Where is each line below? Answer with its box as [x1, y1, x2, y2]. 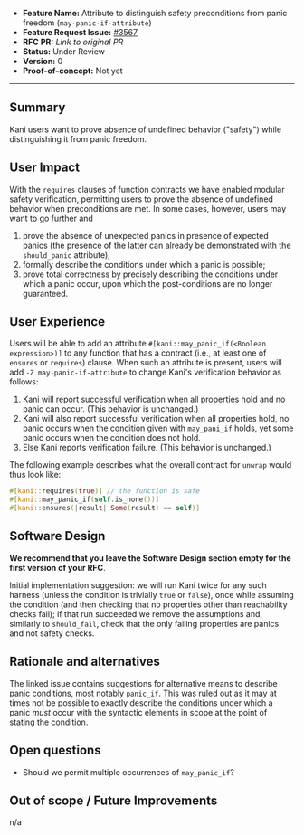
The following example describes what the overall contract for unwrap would [9, 460, 292, 470]
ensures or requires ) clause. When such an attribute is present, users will [9, 357, 282, 368]
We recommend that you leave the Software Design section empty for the [9, 552, 291, 564]
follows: [9, 376, 39, 387]
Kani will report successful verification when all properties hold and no [22, 394, 286, 405]
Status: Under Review [22, 46, 106, 57]
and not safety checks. [9, 628, 95, 639]
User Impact [9, 160, 80, 176]
